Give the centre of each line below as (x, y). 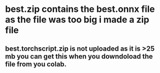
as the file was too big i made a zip (77, 20)
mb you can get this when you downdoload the (79, 56)
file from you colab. (36, 64)
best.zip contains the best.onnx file (80, 9)
